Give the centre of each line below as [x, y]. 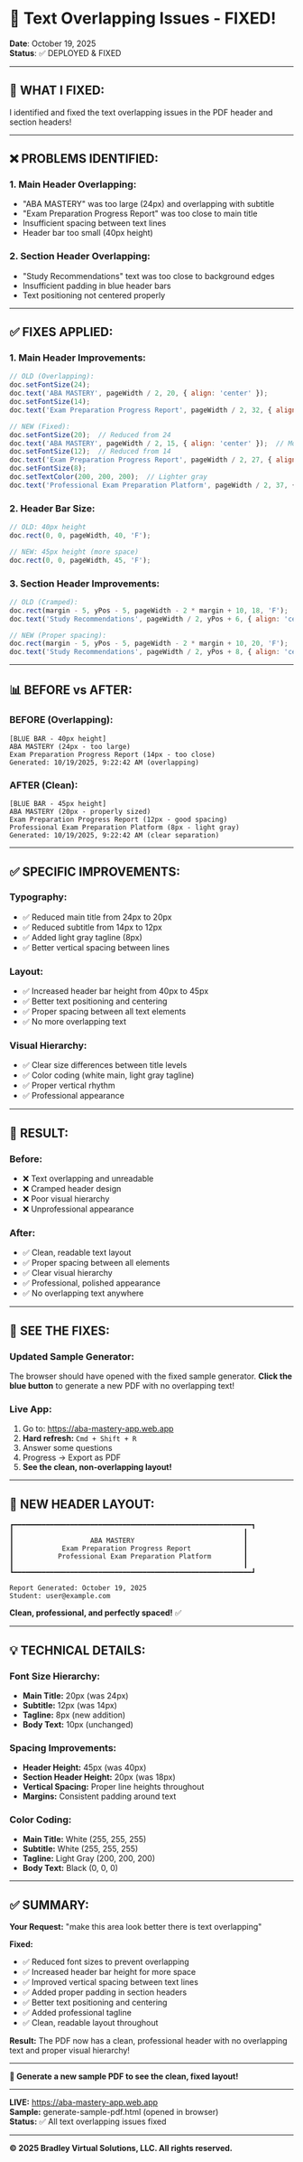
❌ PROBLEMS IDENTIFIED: [84, 159]
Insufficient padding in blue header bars [96, 285]
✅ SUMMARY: [49, 1905]
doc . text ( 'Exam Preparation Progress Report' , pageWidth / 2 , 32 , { [141, 410]
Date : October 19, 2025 [53, 43]
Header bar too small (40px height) [87, 233]
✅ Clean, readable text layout [77, 1253]
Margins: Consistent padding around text [99, 1796]
